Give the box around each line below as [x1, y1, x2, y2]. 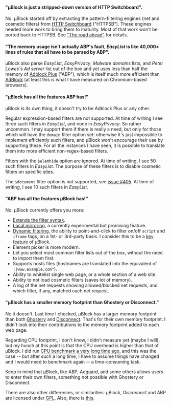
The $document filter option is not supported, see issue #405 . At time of [5, 178, 154, 184]
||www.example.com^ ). [12, 266, 57, 272]
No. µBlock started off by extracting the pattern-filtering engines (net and [5, 15, 160, 22]
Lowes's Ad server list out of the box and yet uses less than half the [5, 66, 148, 72]
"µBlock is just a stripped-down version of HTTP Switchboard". [5, 4, 143, 10]
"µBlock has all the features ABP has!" [5, 94, 89, 100]
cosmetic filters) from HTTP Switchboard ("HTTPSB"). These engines [5, 21, 152, 27]
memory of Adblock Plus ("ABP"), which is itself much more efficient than [5, 71, 160, 77]
